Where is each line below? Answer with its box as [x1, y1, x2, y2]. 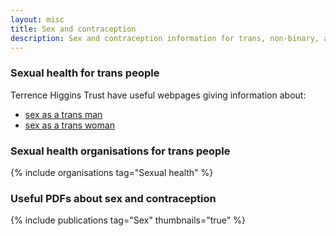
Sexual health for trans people [10, 66, 160, 80]
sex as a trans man [24, 108, 103, 120]
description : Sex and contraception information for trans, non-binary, [10, 33, 320, 43]
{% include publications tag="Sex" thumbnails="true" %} [10, 214, 246, 226]
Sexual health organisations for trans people [10, 144, 231, 158]
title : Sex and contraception [10, 24, 137, 34]
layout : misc [10, 14, 65, 25]
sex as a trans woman [24, 119, 115, 131]
